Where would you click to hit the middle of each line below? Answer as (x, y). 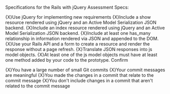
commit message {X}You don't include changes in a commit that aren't (79, 81)
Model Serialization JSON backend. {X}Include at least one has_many (78, 33)
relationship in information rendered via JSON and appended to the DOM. (82, 38)
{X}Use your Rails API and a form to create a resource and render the (78, 44)
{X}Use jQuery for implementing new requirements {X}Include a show (78, 17)
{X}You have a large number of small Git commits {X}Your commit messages (85, 70)
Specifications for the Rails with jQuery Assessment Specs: (67, 7)
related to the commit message (38, 86)
